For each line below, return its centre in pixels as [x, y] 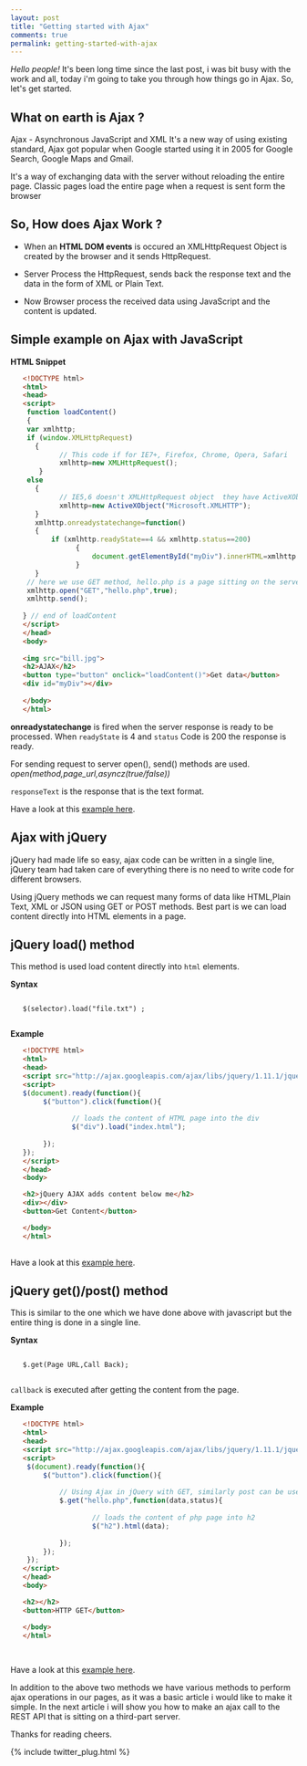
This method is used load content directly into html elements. [125, 967]
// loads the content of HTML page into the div [165, 1119]
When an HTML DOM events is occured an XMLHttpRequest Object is [155, 246]
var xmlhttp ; [51, 429]
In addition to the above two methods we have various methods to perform [150, 1688]
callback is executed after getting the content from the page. [125, 1390]
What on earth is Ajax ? [77, 117]
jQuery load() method [72, 944]
